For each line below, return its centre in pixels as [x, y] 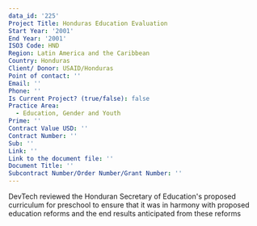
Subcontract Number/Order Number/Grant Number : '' [95, 174]
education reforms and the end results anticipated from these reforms [124, 213]
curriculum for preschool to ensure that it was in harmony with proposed [129, 205]
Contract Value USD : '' [48, 128]
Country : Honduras [39, 61]
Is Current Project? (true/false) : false [79, 98]
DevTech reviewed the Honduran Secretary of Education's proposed [122, 196]
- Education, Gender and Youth [68, 114]
